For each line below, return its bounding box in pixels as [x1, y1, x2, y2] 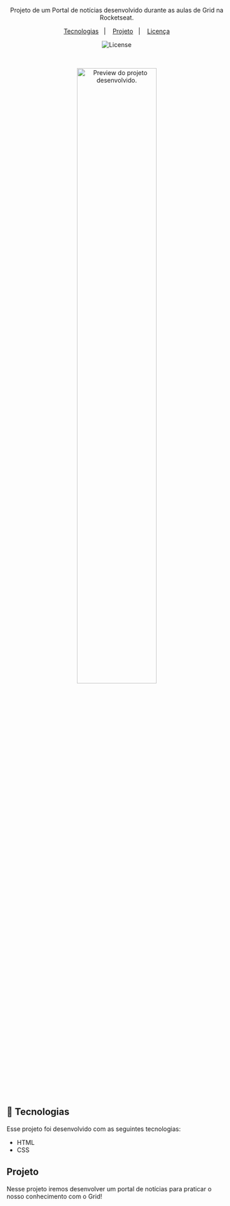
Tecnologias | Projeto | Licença [63, 27, 171, 35]
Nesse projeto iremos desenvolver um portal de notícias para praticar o [6, 1184, 212, 1193]
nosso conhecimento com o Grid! [6, 1192, 103, 1200]
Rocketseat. [99, 13, 134, 22]
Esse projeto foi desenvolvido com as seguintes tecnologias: [6, 1125, 181, 1133]
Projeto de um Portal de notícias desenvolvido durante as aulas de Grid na [10, 6, 224, 14]
